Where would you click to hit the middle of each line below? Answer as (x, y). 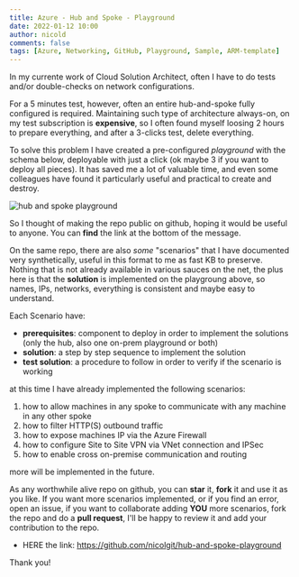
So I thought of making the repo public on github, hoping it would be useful (149, 224)
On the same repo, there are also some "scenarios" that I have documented (149, 251)
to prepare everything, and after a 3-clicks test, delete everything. (131, 133)
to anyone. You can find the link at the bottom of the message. (125, 233)
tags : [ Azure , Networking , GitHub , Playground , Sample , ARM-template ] (145, 51)
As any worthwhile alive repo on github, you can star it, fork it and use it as (149, 490)
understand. (32, 298)
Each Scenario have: (47, 316)
